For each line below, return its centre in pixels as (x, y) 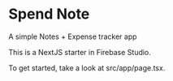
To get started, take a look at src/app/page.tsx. (87, 68)
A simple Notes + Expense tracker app (73, 36)
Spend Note (49, 14)
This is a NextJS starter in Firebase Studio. (80, 52)
